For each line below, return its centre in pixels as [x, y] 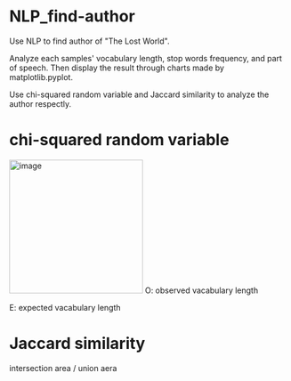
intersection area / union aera [63, 368]
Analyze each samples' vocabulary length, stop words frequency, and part [146, 58]
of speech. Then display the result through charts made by [117, 68]
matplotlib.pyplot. [41, 77]
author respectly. [40, 103]
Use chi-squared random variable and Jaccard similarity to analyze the [139, 94]
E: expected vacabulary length [65, 307]
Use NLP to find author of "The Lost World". [89, 41]
